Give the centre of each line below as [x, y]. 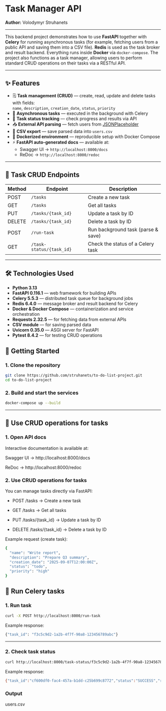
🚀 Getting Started [32, 351]
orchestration [26, 314]
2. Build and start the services [42, 393]
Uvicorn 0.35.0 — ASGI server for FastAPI [55, 330]
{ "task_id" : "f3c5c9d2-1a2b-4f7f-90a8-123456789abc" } [62, 634]
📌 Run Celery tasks [35, 591]
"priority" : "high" [30, 571]
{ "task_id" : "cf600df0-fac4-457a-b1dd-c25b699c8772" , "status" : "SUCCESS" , [82, 681]
